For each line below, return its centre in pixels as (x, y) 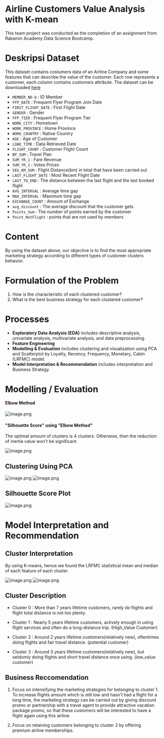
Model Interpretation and (57, 525)
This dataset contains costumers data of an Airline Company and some (77, 72)
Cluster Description (36, 596)
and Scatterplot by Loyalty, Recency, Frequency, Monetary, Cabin (79, 354)
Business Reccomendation (47, 678)
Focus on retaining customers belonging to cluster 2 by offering (77, 725)
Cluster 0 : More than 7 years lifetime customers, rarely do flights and (82, 607)
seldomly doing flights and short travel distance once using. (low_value (84, 657)
